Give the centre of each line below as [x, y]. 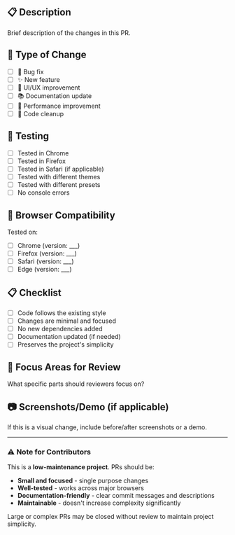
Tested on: [23, 232]
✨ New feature [39, 79]
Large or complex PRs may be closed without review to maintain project [111, 517]
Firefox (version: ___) [47, 253]
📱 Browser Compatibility [61, 215]
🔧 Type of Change [47, 55]
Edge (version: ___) [44, 270]
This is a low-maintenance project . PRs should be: [81, 467]
